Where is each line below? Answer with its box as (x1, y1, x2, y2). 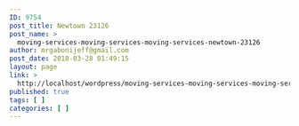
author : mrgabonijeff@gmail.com (9, 46, 129, 55)
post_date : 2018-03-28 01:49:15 (9, 54, 129, 63)
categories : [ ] (9, 104, 69, 113)
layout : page (9, 63, 58, 72)
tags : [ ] (9, 95, 46, 105)
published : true (9, 87, 69, 96)
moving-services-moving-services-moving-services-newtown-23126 (17, 37, 261, 47)
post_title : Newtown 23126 (9, 21, 109, 30)
